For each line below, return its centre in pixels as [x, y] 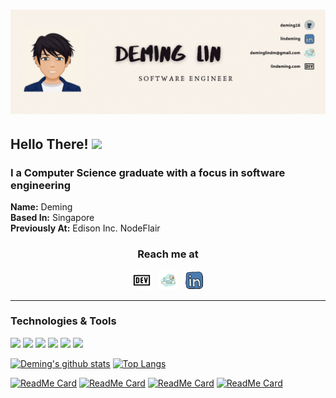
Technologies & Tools [63, 321]
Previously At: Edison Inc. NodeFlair [85, 228]
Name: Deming [41, 207]
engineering [41, 185]
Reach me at [168, 254]
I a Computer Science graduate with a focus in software [148, 172]
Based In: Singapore [52, 218]
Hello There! [49, 144]
